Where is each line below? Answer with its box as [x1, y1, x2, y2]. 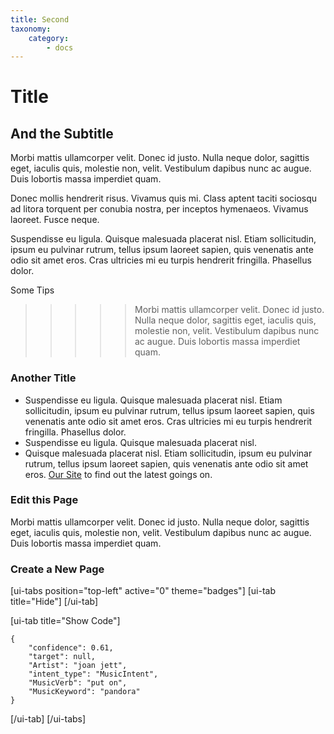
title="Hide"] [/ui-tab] [10, 596, 99, 608]
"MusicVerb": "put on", [28, 678, 128, 688]
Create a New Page [10, 562, 105, 576]
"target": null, [28, 652, 97, 662]
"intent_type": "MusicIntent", [28, 669, 159, 680]
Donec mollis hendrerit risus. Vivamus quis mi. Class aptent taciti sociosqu [10, 192, 318, 205]
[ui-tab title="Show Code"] [10, 615, 121, 627]
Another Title [10, 371, 77, 385]
